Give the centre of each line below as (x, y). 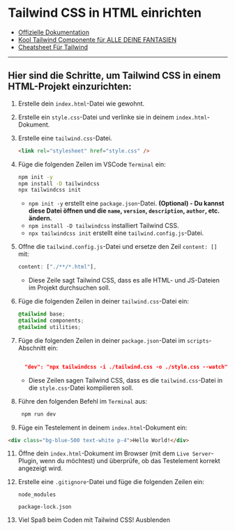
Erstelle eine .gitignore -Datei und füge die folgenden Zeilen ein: (111, 482)
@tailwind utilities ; (49, 327)
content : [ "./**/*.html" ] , (57, 267)
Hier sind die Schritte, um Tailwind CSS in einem (114, 76)
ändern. (40, 218)
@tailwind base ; (41, 314)
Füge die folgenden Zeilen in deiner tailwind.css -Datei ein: (103, 302)
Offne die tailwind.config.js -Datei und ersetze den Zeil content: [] (117, 247)
